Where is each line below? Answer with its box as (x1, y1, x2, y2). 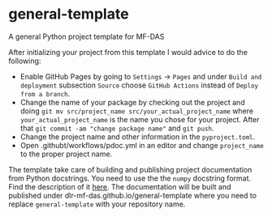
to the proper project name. (19, 149, 113, 159)
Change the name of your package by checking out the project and (19, 97, 245, 107)
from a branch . (19, 88, 71, 98)
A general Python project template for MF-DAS (8, 32, 165, 41)
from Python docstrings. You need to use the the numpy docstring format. (8, 173, 252, 183)
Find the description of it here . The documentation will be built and (8, 181, 231, 191)
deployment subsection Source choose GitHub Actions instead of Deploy (19, 80, 258, 90)
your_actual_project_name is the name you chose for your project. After (19, 114, 260, 124)
